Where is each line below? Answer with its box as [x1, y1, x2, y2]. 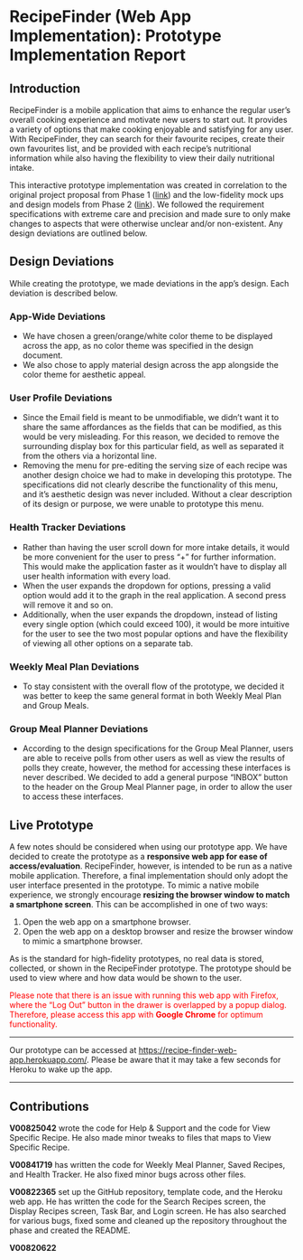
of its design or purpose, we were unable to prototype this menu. [22, 499, 264, 510]
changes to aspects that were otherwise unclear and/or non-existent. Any [9, 219, 284, 229]
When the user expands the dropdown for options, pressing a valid [22, 580, 271, 591]
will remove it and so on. [22, 599, 114, 610]
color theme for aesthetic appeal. [22, 369, 146, 381]
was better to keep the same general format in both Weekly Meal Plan [22, 691, 282, 701]
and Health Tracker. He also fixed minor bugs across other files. [9, 1169, 246, 1180]
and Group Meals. [22, 701, 89, 710]
